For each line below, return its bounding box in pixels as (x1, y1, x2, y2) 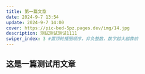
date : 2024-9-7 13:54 (6, 14, 59, 20)
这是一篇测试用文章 (6, 59, 76, 69)
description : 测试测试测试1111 (6, 31, 77, 36)
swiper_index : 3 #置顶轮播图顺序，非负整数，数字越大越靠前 (6, 36, 139, 42)
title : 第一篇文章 (6, 8, 47, 15)
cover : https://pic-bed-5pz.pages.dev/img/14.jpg (6, 25, 130, 31)
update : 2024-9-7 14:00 (6, 19, 65, 25)
